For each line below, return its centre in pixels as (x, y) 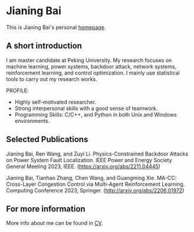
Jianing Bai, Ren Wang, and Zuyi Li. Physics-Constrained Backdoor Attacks (97, 154)
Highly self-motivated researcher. (55, 102)
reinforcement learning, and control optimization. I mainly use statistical (93, 73)
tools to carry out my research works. (52, 79)
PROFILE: (18, 91)
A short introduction (44, 46)
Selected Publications (47, 139)
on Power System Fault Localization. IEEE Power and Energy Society (89, 160)
